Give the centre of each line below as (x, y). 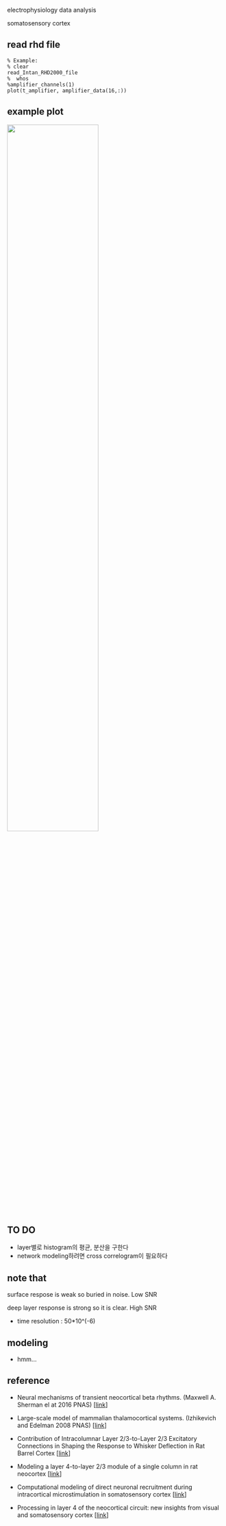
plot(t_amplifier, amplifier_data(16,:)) (67, 91)
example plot (35, 112)
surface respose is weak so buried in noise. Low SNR (82, 1295)
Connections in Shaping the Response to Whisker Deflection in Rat (111, 1446)
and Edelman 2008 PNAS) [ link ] (62, 1425)
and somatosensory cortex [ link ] (63, 1515)
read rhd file (34, 45)
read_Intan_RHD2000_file (42, 72)
